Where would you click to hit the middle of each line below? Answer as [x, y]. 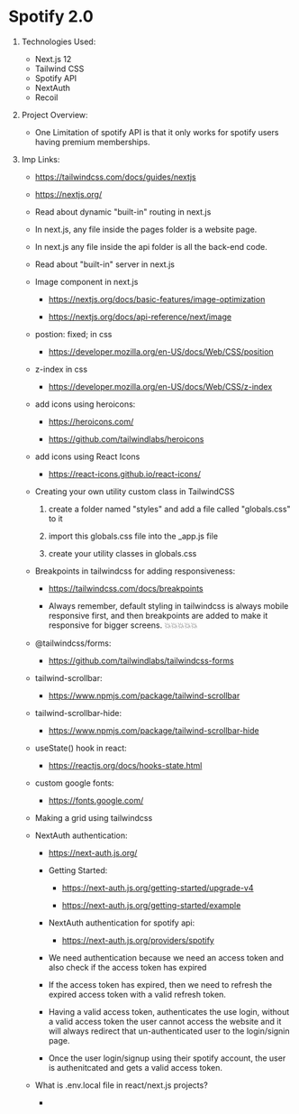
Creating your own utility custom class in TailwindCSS [135, 491]
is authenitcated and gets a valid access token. [135, 1067]
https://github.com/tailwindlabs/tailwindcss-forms [141, 660]
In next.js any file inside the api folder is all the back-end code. [151, 246]
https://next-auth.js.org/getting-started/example [151, 905]
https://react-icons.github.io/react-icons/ [125, 474]
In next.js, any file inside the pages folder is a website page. [146, 229]
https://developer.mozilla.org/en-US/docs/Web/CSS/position [161, 351]
